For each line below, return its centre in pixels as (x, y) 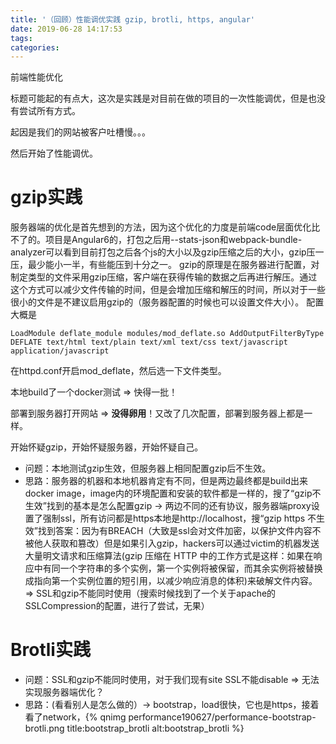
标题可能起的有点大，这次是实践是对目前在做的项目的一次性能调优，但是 (159, 98)
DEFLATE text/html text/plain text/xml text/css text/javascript (149, 342)
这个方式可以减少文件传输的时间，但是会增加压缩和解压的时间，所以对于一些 (168, 290)
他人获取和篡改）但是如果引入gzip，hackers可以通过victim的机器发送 (176, 543)
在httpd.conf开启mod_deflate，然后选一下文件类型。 (118, 371)
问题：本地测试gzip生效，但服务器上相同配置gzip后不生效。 (148, 468)
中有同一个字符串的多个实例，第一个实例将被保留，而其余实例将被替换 (178, 568)
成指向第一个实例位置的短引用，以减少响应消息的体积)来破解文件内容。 (171, 581)
